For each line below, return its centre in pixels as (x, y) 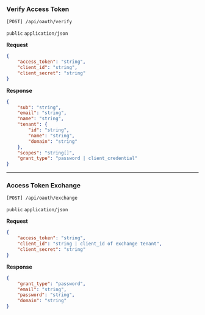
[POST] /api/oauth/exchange (42, 198)
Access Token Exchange (44, 186)
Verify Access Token (38, 9)
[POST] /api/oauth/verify (39, 22)
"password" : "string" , (46, 295)
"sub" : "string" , (39, 107)
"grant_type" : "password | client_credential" (77, 158)
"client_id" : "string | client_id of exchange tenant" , (90, 244)
